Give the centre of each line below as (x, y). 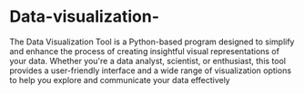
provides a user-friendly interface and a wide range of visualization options (151, 70)
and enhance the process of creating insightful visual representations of (145, 51)
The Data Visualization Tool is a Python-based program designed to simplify (152, 42)
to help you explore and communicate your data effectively (120, 80)
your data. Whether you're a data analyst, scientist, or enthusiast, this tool (148, 61)
